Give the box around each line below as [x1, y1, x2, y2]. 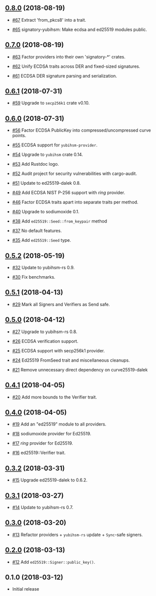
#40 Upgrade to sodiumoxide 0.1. [12, 209, 79, 215]
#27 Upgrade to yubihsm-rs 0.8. [12, 329, 78, 335]
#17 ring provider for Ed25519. [12, 440, 74, 446]
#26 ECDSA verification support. [12, 338, 78, 344]
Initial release [12, 586, 39, 592]
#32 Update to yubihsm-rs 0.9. [12, 265, 75, 271]
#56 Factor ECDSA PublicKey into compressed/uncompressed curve [12, 127, 151, 133]
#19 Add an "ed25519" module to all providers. [12, 421, 106, 427]
